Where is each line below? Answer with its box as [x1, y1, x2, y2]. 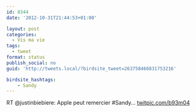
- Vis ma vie [12, 37, 45, 43]
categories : [6, 31, 37, 37]
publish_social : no [6, 59, 56, 66]
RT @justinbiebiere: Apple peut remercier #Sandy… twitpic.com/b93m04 [6, 99, 190, 106]
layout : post [6, 26, 40, 32]
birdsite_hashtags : [6, 77, 56, 83]
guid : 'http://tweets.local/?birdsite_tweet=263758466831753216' [6, 65, 176, 72]
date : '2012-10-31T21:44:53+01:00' [6, 15, 97, 21]
